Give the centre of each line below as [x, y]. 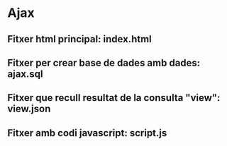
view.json [29, 109]
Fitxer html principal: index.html [80, 39]
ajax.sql [25, 74]
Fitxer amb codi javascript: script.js [87, 133]
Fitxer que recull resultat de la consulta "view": [114, 98]
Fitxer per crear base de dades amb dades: [104, 62]
